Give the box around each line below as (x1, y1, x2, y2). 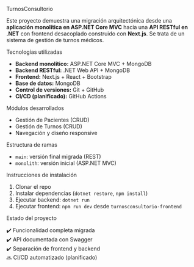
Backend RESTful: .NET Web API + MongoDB (15, 67, 131, 74)
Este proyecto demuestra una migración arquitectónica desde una (6, 17, 173, 24)
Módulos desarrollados (6, 104, 64, 112)
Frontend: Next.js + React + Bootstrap (15, 73, 112, 80)
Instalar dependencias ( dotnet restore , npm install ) (15, 189, 148, 197)
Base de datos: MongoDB (15, 79, 81, 87)
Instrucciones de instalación (6, 171, 77, 178)
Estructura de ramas (6, 141, 58, 148)
